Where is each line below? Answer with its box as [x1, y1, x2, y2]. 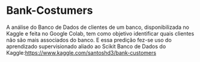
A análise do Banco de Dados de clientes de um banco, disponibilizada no [6, 23, 189, 31]
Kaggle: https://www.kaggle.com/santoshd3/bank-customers [6, 49, 157, 56]
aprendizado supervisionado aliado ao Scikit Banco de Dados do [6, 43, 166, 50]
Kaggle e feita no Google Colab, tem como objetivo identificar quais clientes [6, 29, 195, 37]
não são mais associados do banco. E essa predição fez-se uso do [6, 36, 172, 43]
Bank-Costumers [6, 4, 93, 17]
